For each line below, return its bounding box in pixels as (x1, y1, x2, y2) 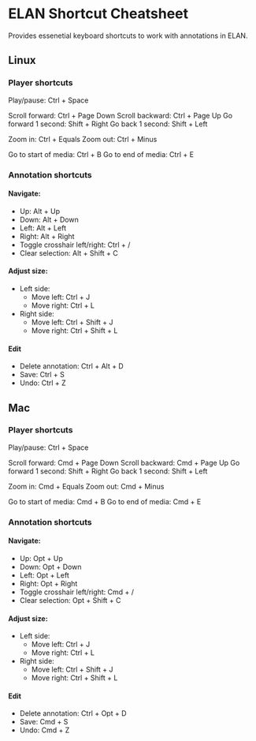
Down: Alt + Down (19, 215, 79, 224)
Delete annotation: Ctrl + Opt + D (19, 709, 127, 718)
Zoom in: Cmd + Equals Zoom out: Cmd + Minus (8, 481, 165, 491)
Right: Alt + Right (19, 231, 75, 241)
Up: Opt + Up (19, 553, 63, 563)
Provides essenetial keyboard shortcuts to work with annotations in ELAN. (8, 31, 248, 40)
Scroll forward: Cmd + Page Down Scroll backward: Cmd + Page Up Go (8, 458, 240, 467)
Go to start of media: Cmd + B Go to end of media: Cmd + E (8, 496, 202, 506)
